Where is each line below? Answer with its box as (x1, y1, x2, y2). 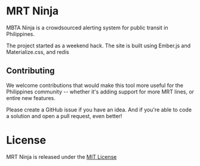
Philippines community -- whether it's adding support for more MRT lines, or (6, 88, 195, 95)
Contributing (6, 66, 55, 76)
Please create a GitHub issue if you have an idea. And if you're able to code (6, 106, 192, 113)
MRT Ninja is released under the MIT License (6, 153, 117, 160)
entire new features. (6, 94, 56, 101)
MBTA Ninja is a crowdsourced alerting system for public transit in (6, 24, 168, 31)
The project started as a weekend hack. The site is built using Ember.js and (6, 42, 191, 49)
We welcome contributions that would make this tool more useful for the (6, 82, 184, 89)
